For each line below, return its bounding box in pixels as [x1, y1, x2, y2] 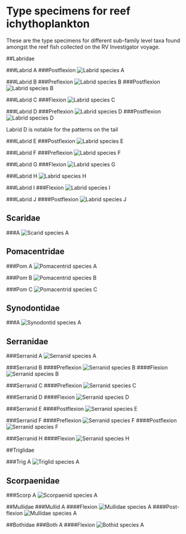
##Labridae [6, 55, 35, 62]
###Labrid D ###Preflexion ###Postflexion [6, 108, 161, 115]
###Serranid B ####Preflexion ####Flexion [6, 364, 169, 371]
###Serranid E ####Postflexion [6, 405, 84, 413]
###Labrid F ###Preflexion [6, 149, 73, 156]
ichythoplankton [6, 17, 90, 31]
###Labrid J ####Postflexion [6, 195, 79, 202]
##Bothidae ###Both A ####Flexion [6, 521, 96, 528]
